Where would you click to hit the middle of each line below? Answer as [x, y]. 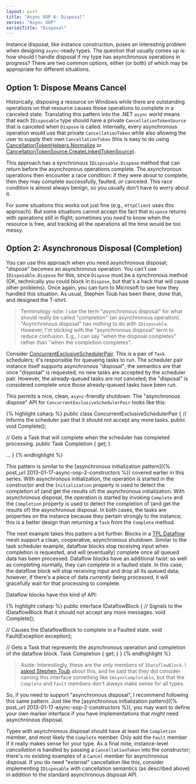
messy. [15, 230]
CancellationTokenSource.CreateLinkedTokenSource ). [71, 152]
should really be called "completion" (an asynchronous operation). [100, 317]
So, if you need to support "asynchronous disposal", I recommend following [97, 694]
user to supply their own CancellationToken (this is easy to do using [88, 139]
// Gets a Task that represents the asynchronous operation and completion [96, 647]
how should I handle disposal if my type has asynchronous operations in [93, 57]
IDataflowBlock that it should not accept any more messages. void [86, 612]
